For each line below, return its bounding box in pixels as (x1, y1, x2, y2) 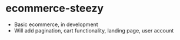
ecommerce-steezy (5, 2, 104, 15)
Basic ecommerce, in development (14, 21, 98, 28)
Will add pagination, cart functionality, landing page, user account (14, 27, 174, 34)
